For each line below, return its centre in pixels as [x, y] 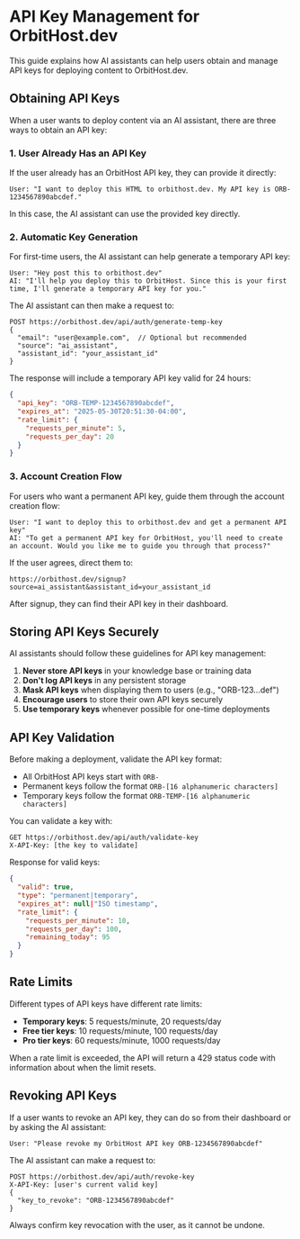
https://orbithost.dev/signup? [68, 579]
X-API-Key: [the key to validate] [74, 846]
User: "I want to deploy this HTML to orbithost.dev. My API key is [140, 190]
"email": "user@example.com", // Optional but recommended [132, 338]
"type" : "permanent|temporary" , [78, 896]
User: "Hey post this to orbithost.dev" [86, 273]
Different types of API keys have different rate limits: [106, 1004]
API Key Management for [105, 17]
